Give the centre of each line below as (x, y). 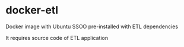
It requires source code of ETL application (57, 38)
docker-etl (32, 10)
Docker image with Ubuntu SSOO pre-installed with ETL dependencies (92, 26)
